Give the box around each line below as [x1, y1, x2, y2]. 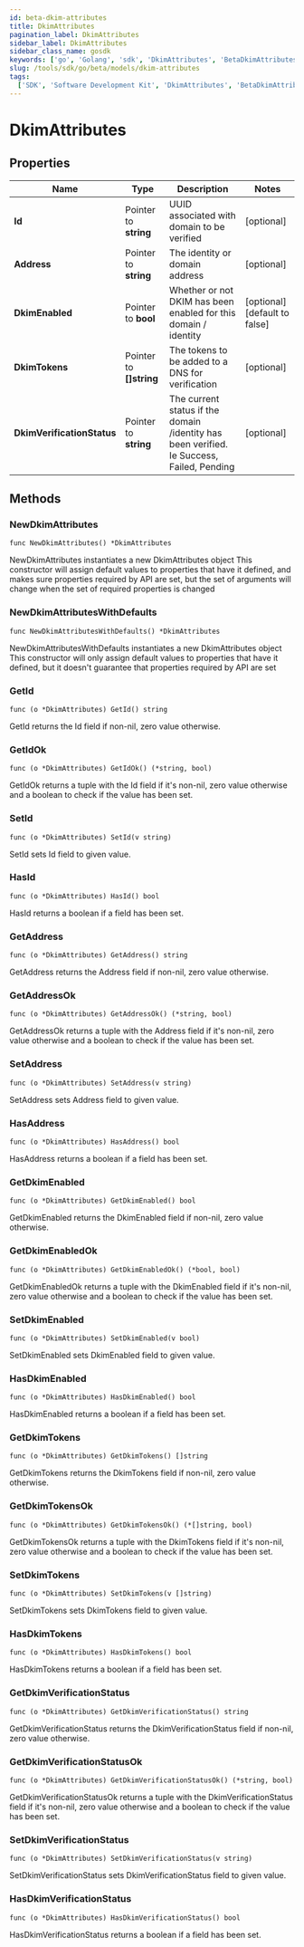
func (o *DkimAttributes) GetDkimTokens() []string [9, 1452, 208, 1461]
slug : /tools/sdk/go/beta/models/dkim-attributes [9, 64, 201, 73]
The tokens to [168, 343, 228, 356]
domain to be [168, 220, 225, 233]
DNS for [168, 366, 204, 379]
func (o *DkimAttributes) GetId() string [9, 705, 168, 714]
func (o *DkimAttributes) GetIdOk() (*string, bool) [9, 764, 213, 773]
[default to [244, 306, 290, 319]
